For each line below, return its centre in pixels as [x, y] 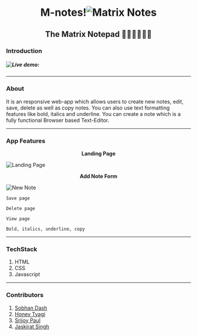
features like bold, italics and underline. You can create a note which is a [93, 114]
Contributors [25, 295]
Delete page [21, 209]
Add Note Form [98, 176]
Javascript [27, 275]
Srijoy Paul [28, 320]
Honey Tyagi [30, 314]
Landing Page [98, 154]
